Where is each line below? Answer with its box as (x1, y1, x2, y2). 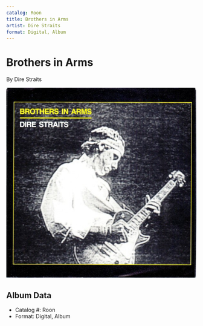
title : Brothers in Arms (6, 16, 69, 22)
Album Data (6, 290, 52, 301)
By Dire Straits (6, 76, 42, 83)
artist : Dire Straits (6, 22, 61, 28)
